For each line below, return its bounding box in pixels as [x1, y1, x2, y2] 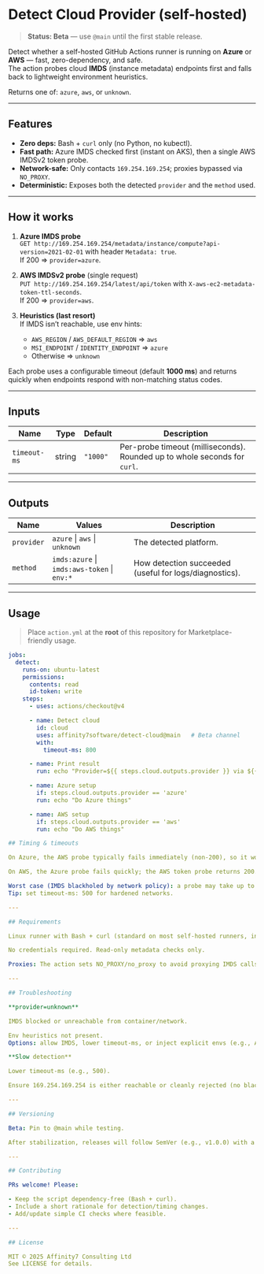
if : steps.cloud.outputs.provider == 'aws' [36, 818, 181, 826]
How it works [8, 210, 74, 224]
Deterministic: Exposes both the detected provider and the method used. [19, 180, 256, 190]
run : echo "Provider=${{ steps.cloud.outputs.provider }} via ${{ [36, 767, 258, 775]
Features [8, 117, 53, 131]
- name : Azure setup [28, 782, 97, 789]
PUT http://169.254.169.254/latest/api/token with [19, 278, 187, 288]
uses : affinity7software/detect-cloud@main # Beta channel [36, 731, 241, 739]
